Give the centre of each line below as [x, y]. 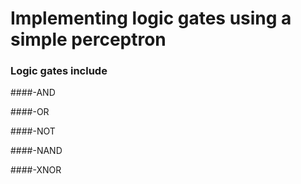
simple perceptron [88, 39]
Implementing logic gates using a [151, 18]
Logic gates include [59, 71]
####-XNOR [36, 170]
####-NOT [33, 131]
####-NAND [36, 151]
